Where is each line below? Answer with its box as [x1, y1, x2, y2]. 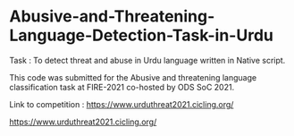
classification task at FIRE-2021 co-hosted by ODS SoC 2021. [9, 81, 235, 92]
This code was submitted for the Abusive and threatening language [9, 72, 257, 82]
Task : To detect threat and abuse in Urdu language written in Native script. [9, 55, 286, 65]
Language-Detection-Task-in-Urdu [9, 25, 274, 46]
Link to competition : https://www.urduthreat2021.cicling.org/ [9, 98, 234, 109]
